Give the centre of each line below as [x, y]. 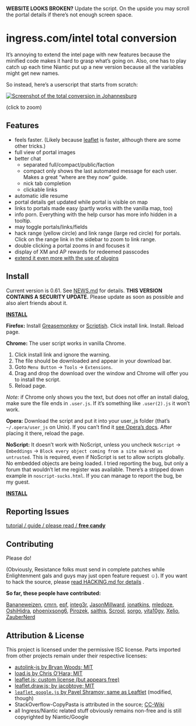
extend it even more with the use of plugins [66, 258]
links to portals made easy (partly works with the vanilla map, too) [94, 208]
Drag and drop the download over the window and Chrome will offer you [101, 373]
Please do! [19, 558]
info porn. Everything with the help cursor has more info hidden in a [96, 214]
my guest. [18, 482]
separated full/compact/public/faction [69, 165]
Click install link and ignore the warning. [62, 354]
